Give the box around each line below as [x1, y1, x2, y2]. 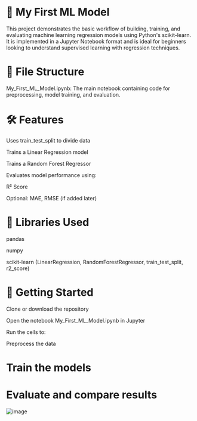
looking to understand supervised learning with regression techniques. [6, 44, 180, 51]
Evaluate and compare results [6, 388, 157, 402]
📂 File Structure [6, 65, 85, 79]
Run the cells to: [6, 328, 46, 336]
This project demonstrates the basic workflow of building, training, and [6, 25, 181, 32]
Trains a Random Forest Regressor [6, 160, 91, 167]
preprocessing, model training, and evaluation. [6, 91, 121, 98]
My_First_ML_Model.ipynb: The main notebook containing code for [6, 85, 170, 92]
